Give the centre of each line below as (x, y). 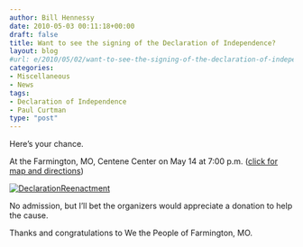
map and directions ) (46, 171)
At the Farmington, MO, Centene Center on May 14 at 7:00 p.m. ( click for (144, 161)
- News (22, 85)
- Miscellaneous (40, 77)
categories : (32, 69)
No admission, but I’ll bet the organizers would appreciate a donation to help (151, 206)
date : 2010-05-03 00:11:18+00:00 (72, 26)
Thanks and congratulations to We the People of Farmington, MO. (131, 233)
